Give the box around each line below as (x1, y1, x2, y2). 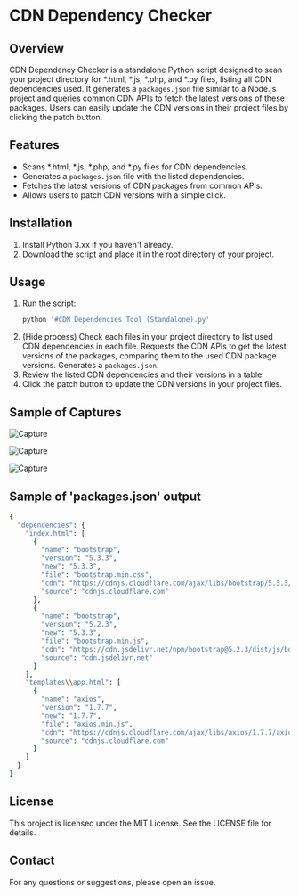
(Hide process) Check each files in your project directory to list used (21, 332, 273, 342)
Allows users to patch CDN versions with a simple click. (21, 189, 227, 201)
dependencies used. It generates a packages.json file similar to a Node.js (9, 84, 277, 94)
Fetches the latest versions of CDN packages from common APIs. (21, 180, 263, 191)
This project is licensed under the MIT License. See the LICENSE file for (9, 818, 272, 828)
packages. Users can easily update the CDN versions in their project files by (9, 103, 289, 112)
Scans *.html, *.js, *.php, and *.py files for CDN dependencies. (21, 161, 248, 172)
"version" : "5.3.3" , (41, 554, 117, 563)
